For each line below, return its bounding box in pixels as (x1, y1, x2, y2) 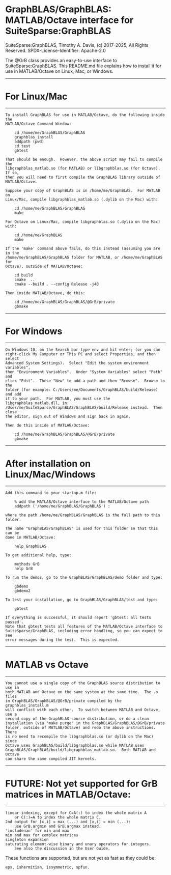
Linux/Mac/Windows (5, 469, 96, 480)
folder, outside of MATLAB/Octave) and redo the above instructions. (5, 725, 156, 730)
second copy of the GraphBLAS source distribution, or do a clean (5, 716, 149, 721)
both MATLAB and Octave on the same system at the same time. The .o (5, 689, 158, 694)
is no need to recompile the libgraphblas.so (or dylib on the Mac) (5, 734, 154, 739)
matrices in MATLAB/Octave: (5, 788, 131, 800)
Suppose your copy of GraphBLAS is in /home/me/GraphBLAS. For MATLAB (5, 188, 160, 193)
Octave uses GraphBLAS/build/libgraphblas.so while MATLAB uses (5, 743, 145, 748)
